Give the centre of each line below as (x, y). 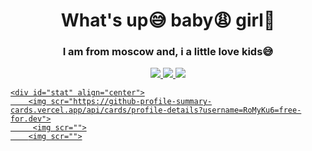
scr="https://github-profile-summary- (131, 102)
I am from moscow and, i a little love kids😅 (168, 52)
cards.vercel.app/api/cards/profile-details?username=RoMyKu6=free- (156, 110)
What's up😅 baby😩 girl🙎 (168, 20)
